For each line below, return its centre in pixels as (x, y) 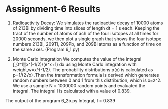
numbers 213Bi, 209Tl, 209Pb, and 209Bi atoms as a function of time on (87, 44)
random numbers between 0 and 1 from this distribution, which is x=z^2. (87, 80)
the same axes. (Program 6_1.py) (46, 49)
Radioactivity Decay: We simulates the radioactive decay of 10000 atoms (88, 23)
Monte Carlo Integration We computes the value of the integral (77, 59)
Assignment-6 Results (53, 9)
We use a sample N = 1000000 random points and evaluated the (79, 85)
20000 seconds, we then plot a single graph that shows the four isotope (87, 39)
